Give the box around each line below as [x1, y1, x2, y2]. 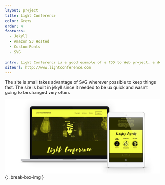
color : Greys [5, 18, 32, 23]
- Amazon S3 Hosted [9, 39, 50, 44]
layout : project [5, 8, 38, 13]
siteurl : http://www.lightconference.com [5, 65, 91, 70]
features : [5, 29, 26, 34]
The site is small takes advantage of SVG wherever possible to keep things [5, 79, 156, 85]
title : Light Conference [5, 13, 56, 18]
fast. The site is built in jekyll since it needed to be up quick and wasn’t [5, 84, 148, 91]
